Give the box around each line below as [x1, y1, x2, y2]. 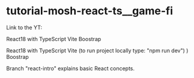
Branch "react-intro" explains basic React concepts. [6, 64, 135, 72]
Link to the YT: [6, 24, 43, 31]
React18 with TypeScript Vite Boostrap [6, 35, 102, 42]
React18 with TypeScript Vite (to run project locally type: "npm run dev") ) [6, 46, 189, 54]
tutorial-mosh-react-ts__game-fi [6, 4, 173, 18]
